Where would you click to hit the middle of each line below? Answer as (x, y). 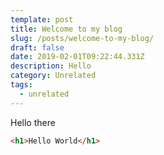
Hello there (33, 122)
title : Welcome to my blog (66, 29)
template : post (42, 19)
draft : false (37, 47)
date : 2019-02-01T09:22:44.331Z (77, 57)
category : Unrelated (53, 76)
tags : (21, 85)
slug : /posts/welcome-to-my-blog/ (82, 38)
